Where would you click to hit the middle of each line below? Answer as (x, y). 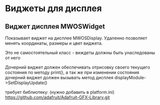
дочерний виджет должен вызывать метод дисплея (59, 78)
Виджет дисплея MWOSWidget (55, 26)
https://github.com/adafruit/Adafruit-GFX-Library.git (57, 97)
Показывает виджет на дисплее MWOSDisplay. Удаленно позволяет (76, 38)
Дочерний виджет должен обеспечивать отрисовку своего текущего (78, 67)
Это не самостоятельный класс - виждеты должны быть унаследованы (80, 52)
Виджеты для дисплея (53, 9)
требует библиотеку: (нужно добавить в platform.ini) (60, 92)
